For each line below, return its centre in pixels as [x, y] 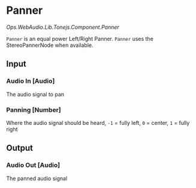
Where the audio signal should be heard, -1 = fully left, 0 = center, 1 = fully [98, 123]
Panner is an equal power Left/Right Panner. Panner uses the [80, 38]
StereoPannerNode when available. [50, 45]
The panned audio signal [37, 178]
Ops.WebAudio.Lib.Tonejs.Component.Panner [63, 27]
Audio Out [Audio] [33, 165]
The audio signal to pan [35, 94]
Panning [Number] [34, 110]
